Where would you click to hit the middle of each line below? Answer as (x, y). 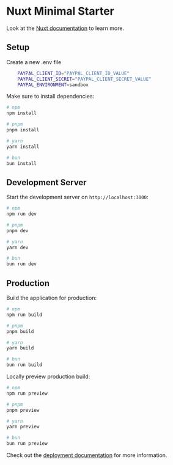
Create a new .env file (34, 62)
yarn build (20, 348)
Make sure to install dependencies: (50, 97)
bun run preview (27, 444)
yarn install (23, 147)
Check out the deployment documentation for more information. (87, 455)
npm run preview (27, 393)
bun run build (24, 365)
